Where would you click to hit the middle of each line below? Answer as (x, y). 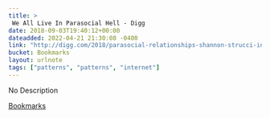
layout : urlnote (35, 61)
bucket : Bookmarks (39, 53)
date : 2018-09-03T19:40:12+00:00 (64, 30)
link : (17, 45)
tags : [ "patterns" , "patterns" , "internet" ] (84, 68)
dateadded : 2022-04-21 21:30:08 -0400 (73, 38)
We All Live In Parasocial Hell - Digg (79, 23)
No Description (33, 90)
